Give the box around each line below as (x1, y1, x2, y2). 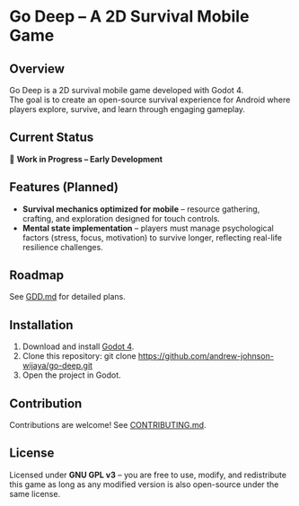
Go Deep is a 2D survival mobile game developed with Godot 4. (9, 85, 244, 95)
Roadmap (9, 267, 65, 284)
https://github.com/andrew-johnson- (137, 351, 274, 362)
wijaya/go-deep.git (22, 361, 92, 371)
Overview (9, 61, 66, 76)
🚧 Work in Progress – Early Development (9, 153, 163, 164)
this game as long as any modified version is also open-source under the (9, 478, 279, 490)
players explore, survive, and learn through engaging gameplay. (9, 104, 245, 114)
